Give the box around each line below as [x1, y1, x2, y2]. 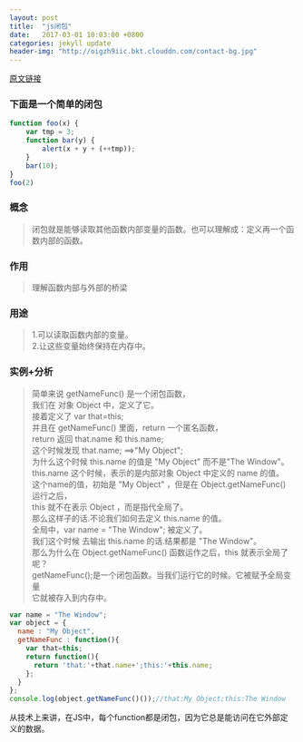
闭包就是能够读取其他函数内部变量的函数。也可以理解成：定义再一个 [31, 223, 287, 234]
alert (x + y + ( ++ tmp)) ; [42, 144, 136, 154]
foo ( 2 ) [9, 178, 34, 187]
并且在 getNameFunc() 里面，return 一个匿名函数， [31, 422, 224, 433]
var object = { [9, 619, 67, 628]
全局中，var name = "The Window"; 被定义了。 [31, 523, 208, 535]
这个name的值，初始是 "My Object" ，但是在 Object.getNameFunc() [31, 478, 287, 490]
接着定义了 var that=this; [31, 410, 124, 422]
